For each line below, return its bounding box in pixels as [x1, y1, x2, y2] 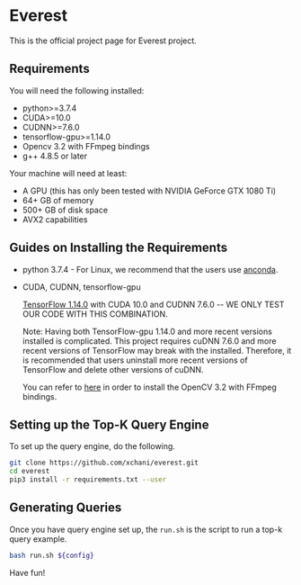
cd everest [9, 467, 50, 476]
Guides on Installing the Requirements [9, 240, 227, 256]
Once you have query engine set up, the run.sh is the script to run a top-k [9, 524, 283, 535]
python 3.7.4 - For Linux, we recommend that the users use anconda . [22, 264, 279, 274]
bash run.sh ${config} [9, 551, 94, 560]
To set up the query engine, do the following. [9, 441, 175, 452]
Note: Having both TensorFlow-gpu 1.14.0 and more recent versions [22, 326, 272, 337]
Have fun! [9, 567, 46, 578]
